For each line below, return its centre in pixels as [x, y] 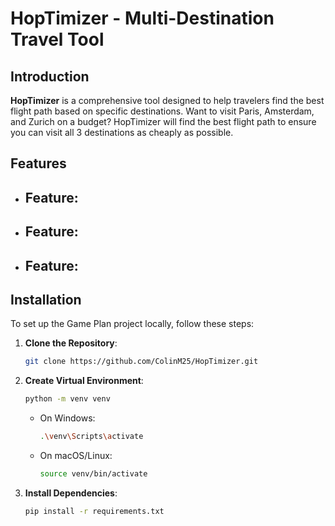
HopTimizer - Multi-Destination [142, 18]
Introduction [50, 76]
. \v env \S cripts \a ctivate [91, 437]
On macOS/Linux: [76, 455]
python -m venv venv [67, 399]
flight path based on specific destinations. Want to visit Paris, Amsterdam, [162, 111]
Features [38, 163]
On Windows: [67, 418]
